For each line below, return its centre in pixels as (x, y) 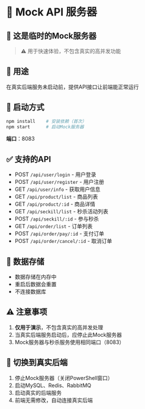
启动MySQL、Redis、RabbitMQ (53, 385)
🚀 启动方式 (25, 107)
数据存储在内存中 (36, 277)
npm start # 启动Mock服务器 (45, 127)
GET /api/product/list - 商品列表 (56, 197)
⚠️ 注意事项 (27, 312)
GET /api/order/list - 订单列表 (54, 226)
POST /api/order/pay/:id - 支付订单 (59, 233)
